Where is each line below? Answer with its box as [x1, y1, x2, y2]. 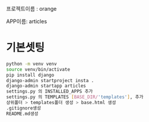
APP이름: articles [6, 18, 47, 25]
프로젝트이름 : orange [6, 5, 57, 12]
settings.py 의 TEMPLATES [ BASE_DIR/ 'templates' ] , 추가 [6, 94, 144, 100]
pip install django [6, 72, 55, 78]
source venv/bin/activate [6, 66, 70, 73]
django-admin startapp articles [6, 83, 86, 89]
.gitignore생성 [6, 105, 42, 111]
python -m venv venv [6, 61, 58, 67]
